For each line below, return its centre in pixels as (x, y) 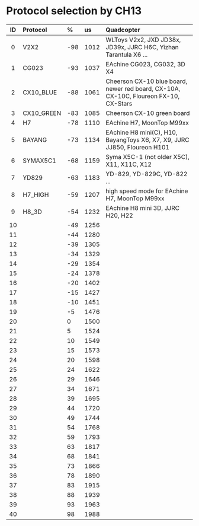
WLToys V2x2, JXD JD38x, (143, 40)
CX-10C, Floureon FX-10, (143, 96)
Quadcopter (123, 30)
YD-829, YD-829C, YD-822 (147, 174)
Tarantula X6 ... (127, 55)
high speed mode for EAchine (147, 191)
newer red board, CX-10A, (143, 88)
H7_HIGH (36, 195)
